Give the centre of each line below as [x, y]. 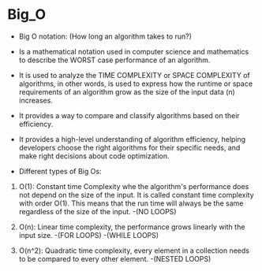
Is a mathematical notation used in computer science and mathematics [134, 51]
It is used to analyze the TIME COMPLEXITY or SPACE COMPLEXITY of [134, 75]
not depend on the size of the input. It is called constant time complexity [136, 195]
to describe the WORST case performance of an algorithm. [114, 60]
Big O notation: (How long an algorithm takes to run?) [105, 36]
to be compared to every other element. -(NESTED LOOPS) [115, 258]
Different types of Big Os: [60, 171]
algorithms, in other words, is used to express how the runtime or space [136, 84]
